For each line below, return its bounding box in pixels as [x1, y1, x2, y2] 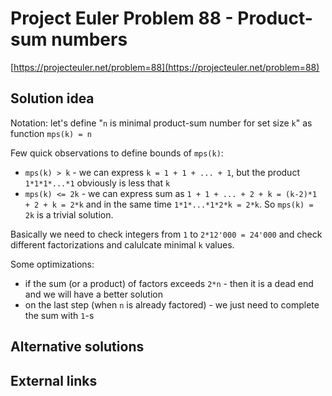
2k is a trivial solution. [24, 208, 114, 221]
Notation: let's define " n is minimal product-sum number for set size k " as [10, 117, 313, 129]
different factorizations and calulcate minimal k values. [10, 238, 235, 251]
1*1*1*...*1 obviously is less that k [24, 177, 171, 189]
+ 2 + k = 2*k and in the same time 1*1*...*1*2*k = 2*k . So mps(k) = [24, 198, 314, 210]
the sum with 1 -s [24, 309, 95, 321]
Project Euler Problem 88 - [10, 7, 234, 30]
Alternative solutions [10, 338, 145, 356]
